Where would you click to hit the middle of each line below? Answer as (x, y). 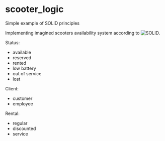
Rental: (13, 113)
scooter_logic (34, 9)
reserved (22, 57)
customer (22, 98)
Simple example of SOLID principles (42, 23)
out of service (27, 73)
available (22, 52)
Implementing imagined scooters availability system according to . (83, 33)
